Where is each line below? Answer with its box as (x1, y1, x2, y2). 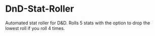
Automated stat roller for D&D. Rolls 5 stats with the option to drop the (5, 20, 150, 26)
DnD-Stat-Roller (5, 3, 74, 15)
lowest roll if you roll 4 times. (5, 25, 65, 31)
